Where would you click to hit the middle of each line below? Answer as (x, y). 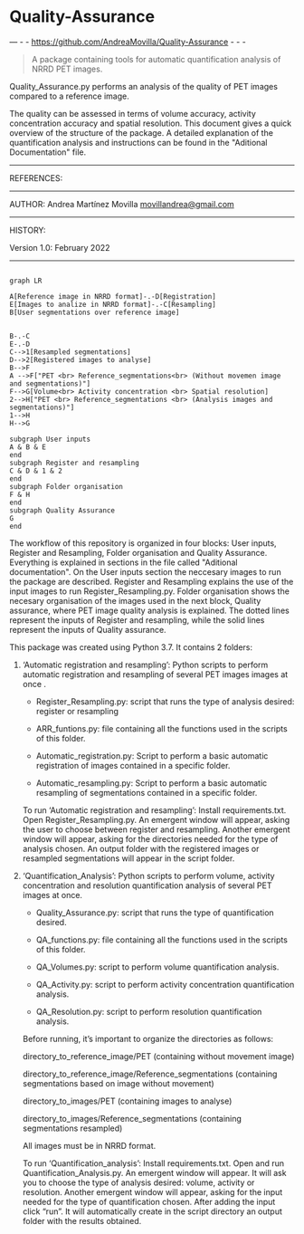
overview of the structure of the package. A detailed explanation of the (142, 132)
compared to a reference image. (69, 96)
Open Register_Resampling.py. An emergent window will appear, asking (156, 819)
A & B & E (28, 447)
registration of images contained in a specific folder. (133, 765)
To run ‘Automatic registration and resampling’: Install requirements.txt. (154, 810)
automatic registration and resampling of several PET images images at (155, 674)
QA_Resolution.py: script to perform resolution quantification (149, 1011)
